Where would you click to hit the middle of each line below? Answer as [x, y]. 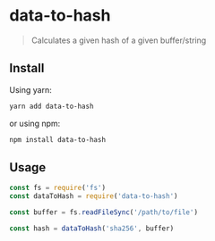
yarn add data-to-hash [52, 106]
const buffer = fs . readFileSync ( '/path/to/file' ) [104, 212]
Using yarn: [30, 89]
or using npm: [35, 123]
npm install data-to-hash [57, 139]
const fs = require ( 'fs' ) [57, 188]
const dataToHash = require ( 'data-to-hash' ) [94, 196]
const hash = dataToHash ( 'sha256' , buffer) [92, 229]
